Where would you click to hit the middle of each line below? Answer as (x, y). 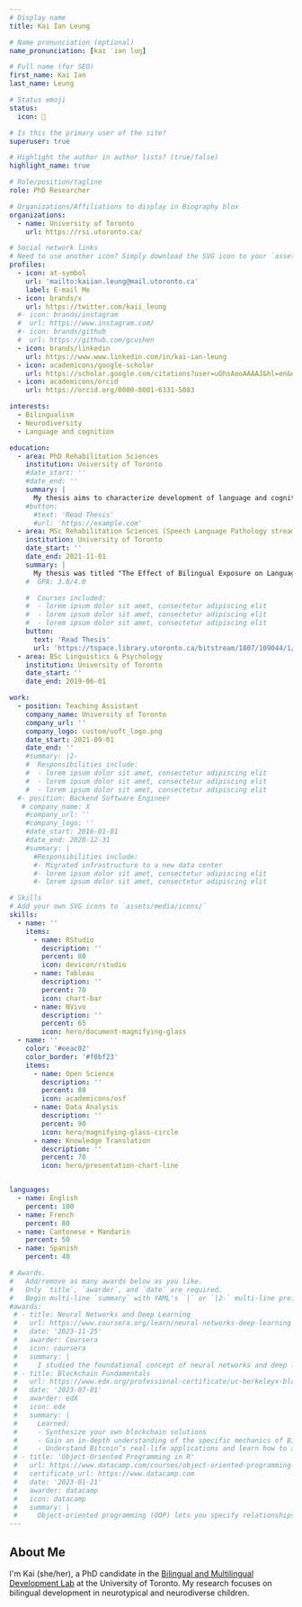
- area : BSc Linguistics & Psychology (90, 656)
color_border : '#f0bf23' (72, 1057)
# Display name (38, 18)
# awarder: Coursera (56, 1340)
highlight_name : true (50, 166)
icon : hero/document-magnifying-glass (114, 1032)
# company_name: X (56, 806)
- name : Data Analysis (75, 1108)
